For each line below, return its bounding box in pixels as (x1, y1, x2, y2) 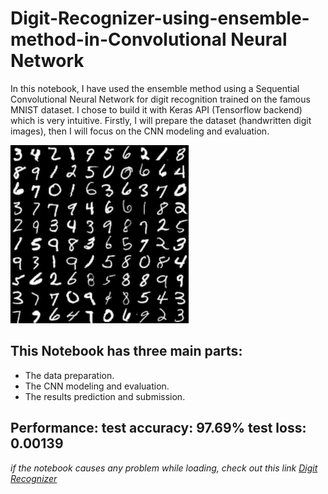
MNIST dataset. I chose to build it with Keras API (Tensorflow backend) (10, 103, 303, 116)
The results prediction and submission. (24, 390, 186, 402)
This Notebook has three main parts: (10, 343, 243, 360)
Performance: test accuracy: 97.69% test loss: (10, 420, 307, 437)
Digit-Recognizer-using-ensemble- (10, 7, 310, 30)
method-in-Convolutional (10, 28, 227, 51)
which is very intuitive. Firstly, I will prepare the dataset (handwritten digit (10, 114, 312, 126)
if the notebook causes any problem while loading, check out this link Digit (10, 462, 318, 474)
